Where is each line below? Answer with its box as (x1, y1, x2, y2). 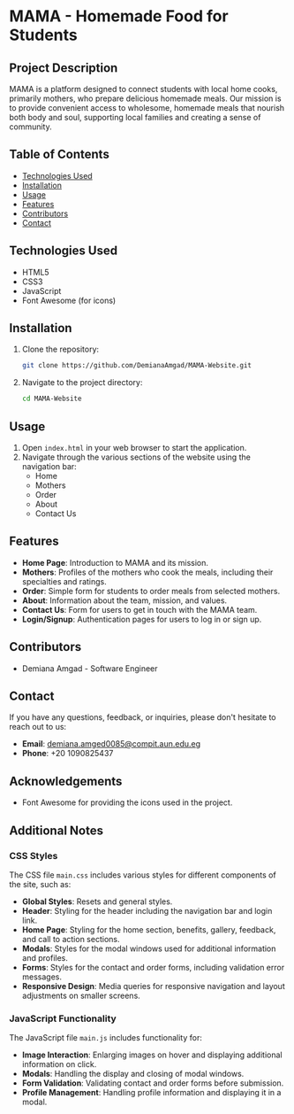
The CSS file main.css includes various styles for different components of (9, 870, 276, 880)
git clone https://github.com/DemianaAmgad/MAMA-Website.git (21, 361, 253, 370)
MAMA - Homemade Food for (9, 6, 229, 27)
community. (9, 121, 52, 132)
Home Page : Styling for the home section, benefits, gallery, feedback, (21, 924, 276, 935)
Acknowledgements (9, 773, 123, 789)
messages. (21, 971, 63, 982)
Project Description (9, 60, 118, 75)
